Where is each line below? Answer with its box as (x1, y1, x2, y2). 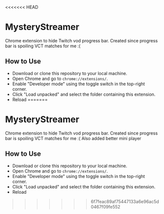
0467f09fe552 (91, 204, 121, 210)
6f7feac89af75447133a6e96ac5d (91, 198, 159, 204)
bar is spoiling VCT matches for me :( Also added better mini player (5, 135, 141, 141)
